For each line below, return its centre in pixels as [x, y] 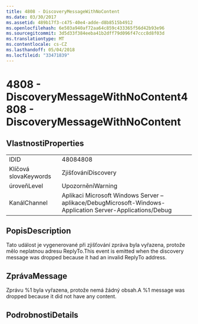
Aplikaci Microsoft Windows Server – [113, 195]
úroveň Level [26, 186]
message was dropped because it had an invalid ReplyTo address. [86, 258]
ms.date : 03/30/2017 [32, 17]
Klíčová [19, 169]
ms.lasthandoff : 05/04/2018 [41, 50]
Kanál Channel [29, 202]
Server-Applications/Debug [133, 210]
